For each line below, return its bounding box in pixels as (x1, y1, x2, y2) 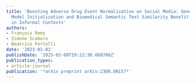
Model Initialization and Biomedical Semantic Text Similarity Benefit (11, 14, 190, 20)
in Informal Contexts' (11, 19, 66, 25)
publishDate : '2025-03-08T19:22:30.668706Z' (6, 52, 116, 58)
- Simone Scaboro (6, 36, 48, 41)
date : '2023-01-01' (6, 47, 54, 53)
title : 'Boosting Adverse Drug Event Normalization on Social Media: (6, 8, 179, 15)
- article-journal (6, 63, 51, 69)
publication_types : (6, 57, 54, 63)
